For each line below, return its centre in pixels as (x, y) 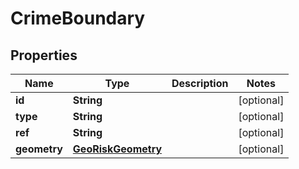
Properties (44, 55)
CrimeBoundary (78, 18)
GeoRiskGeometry (117, 149)
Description (200, 83)
